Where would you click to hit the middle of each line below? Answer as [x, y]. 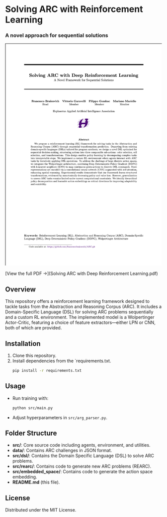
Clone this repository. [34, 355]
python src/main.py [33, 408]
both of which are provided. [34, 328]
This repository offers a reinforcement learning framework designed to [78, 301]
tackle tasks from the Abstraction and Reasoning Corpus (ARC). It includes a [83, 307]
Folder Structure [31, 433]
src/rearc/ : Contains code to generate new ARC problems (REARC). [82, 466]
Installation [23, 344]
